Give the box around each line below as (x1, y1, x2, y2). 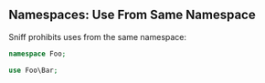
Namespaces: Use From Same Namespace (8, 7, 257, 23)
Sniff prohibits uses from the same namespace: (8, 31, 187, 42)
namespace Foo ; (8, 49, 67, 58)
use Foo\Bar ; (8, 66, 58, 75)
